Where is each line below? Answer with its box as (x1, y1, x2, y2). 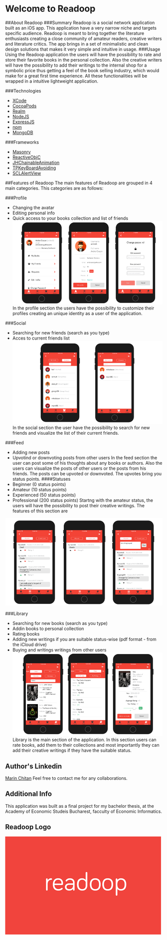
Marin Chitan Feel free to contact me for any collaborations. (5, 775, 128, 781)
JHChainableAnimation (12, 159, 60, 165)
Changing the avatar (12, 204, 55, 210)
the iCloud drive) (12, 642, 47, 648)
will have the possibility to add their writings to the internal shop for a (5, 62, 147, 68)
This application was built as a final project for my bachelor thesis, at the (5, 803, 155, 809)
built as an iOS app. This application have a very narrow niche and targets (5, 25, 157, 31)
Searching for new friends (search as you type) (12, 330, 110, 336)
